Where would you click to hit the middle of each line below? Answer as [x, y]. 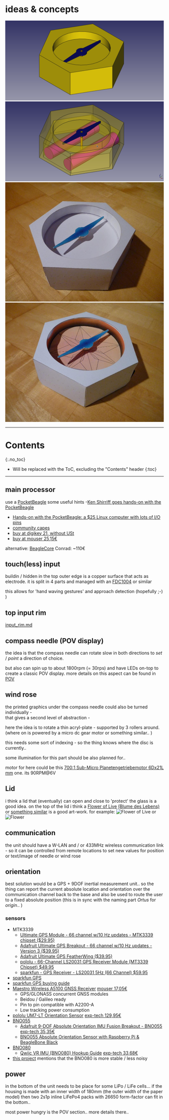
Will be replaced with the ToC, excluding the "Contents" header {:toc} [84, 469]
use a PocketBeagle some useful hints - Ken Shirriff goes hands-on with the [83, 502]
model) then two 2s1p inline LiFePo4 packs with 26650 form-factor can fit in [84, 1097]
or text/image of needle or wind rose [43, 856]
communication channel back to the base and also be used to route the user [84, 895]
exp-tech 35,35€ [37, 1031]
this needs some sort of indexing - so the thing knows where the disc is [79, 742]
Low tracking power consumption [55, 1010]
